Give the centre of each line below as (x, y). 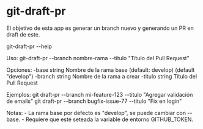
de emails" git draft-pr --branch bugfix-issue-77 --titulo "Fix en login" (94, 101)
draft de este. (23, 34)
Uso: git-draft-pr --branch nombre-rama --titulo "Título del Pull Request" (98, 58)
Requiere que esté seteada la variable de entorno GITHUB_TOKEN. (109, 119)
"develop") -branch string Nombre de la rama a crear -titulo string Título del (102, 76)
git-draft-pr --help (29, 46)
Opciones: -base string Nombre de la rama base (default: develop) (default (101, 70)
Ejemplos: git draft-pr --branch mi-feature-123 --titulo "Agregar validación (100, 94)
